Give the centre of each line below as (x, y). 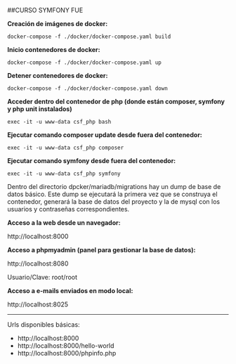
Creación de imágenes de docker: (58, 24)
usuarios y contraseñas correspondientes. (68, 209)
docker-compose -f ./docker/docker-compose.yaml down (88, 89)
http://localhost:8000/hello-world (66, 346)
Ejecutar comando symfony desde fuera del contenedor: (92, 161)
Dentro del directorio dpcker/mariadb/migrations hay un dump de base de (114, 187)
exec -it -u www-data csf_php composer (66, 148)
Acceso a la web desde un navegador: (64, 223)
